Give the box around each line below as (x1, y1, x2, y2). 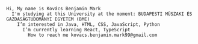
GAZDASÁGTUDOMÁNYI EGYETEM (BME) (6, 16, 90, 22)
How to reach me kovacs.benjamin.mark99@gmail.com (28, 32, 158, 38)
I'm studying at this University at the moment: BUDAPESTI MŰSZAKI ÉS (11, 11, 193, 17)
